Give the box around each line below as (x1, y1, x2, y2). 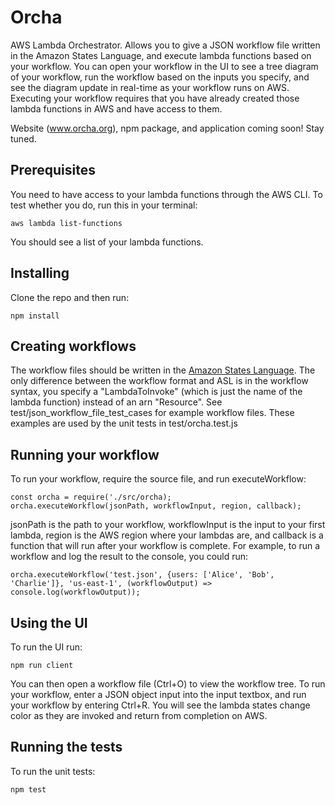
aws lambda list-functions (10, 218, 123, 228)
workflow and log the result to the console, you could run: (10, 551, 249, 563)
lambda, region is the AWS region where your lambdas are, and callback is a (10, 529, 324, 541)
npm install (10, 311, 60, 321)
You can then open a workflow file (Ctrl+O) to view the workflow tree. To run (10, 678, 326, 690)
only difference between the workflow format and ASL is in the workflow (10, 375, 309, 387)
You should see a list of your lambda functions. (10, 236, 204, 248)
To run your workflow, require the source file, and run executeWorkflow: (10, 473, 307, 485)
